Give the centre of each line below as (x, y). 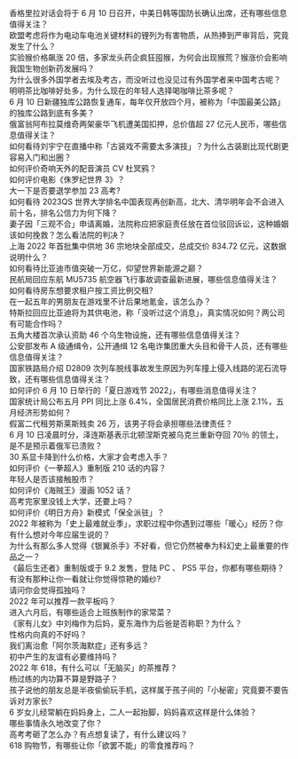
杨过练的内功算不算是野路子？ (63, 679)
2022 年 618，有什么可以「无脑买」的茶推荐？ (94, 668)
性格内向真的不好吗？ (48, 634)
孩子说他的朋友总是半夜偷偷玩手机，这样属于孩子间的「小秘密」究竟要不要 (145, 690)
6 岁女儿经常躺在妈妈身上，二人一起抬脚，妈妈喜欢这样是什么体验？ (133, 712)
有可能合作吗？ (36, 324)
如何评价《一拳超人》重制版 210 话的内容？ (88, 468)
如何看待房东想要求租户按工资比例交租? (81, 290)
